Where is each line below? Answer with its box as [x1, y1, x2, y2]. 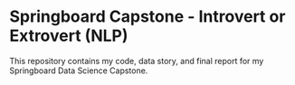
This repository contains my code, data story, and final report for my [9, 55, 264, 66]
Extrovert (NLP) [9, 25, 128, 46]
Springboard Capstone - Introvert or [9, 6, 286, 27]
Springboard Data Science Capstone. [9, 65, 148, 76]
